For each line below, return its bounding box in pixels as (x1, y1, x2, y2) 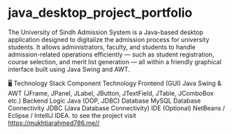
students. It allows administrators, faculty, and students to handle (8, 43, 196, 51)
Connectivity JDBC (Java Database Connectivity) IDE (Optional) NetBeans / (8, 103, 226, 112)
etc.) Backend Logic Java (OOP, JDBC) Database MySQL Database (8, 96, 201, 105)
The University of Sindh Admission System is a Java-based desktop (8, 28, 203, 36)
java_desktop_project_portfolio (8, 5, 193, 21)
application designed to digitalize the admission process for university (8, 35, 210, 43)
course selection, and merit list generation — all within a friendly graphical (8, 57, 222, 66)
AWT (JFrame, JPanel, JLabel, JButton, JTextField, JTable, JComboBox (8, 89, 214, 97)
